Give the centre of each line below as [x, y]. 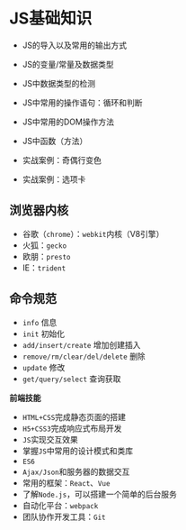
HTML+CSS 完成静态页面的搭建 [74, 416]
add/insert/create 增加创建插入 [81, 344]
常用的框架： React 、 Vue [66, 482]
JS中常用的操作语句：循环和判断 [82, 102]
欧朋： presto [46, 256]
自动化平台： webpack [60, 505]
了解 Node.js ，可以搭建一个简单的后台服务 [99, 494]
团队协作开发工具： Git [64, 516]
